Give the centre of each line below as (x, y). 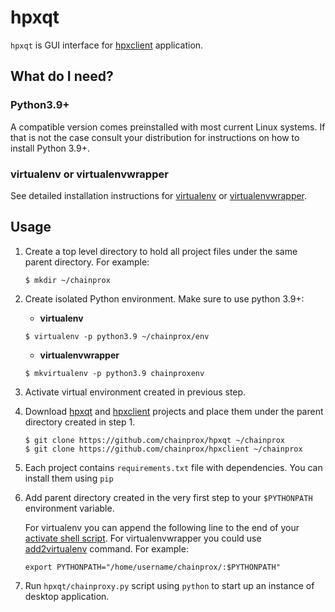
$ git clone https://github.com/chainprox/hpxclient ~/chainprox (163, 449)
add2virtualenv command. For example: (106, 548)
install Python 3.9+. (50, 148)
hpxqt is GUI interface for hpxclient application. (107, 45)
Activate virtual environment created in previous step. (135, 392)
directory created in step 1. (80, 422)
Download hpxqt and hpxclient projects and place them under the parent (174, 411)
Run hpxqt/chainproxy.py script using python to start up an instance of (169, 585)
